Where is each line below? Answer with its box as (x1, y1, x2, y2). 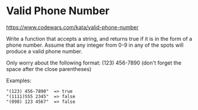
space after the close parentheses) (6, 65, 92, 72)
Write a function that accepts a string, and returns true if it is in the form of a (6, 35, 193, 42)
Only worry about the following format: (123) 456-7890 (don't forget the (6, 59, 182, 66)
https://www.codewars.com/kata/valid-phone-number (6, 24, 139, 31)
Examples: (6, 77, 31, 84)
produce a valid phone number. (6, 47, 83, 54)
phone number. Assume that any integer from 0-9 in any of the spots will (6, 41, 184, 48)
